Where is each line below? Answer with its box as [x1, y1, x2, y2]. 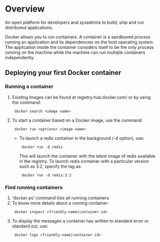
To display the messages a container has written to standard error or [12, 218, 149, 224]
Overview [5, 3, 45, 15]
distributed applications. [5, 24, 53, 30]
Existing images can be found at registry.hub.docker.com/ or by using [12, 94, 151, 100]
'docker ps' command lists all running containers [12, 195, 109, 201]
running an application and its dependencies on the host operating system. [5, 39, 154, 45]
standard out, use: [12, 223, 49, 229]
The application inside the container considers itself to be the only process [5, 44, 154, 50]
